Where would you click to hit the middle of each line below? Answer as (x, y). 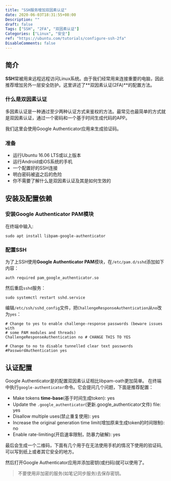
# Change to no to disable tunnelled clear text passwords (69, 346)
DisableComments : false (31, 43)
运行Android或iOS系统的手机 (42, 162)
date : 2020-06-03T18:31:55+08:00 (41, 15)
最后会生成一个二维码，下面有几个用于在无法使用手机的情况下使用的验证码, (84, 445)
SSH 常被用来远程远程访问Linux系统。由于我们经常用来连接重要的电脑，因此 (85, 78)
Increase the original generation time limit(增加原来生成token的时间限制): (89, 422)
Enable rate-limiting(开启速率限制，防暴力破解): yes (66, 434)
